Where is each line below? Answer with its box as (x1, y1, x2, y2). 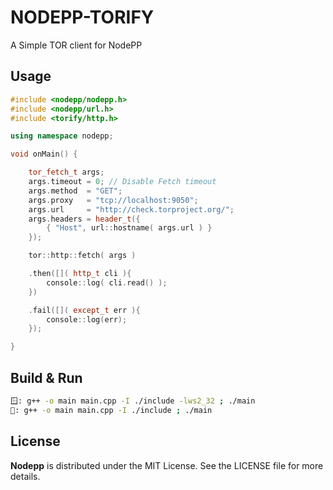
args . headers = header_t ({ (28, 214, 141, 224)
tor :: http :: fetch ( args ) (28, 251, 137, 261)
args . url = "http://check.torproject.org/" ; (28, 204, 235, 215)
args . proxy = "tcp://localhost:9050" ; (28, 195, 199, 205)
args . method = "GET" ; (28, 186, 123, 196)
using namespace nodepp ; (10, 131, 114, 141)
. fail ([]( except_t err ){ (28, 305, 141, 315)
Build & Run (10, 369, 83, 386)
